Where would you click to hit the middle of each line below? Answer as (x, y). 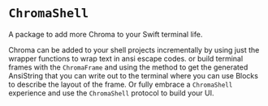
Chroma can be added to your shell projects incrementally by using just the (134, 49)
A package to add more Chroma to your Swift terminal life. (106, 34)
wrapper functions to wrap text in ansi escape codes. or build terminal (126, 58)
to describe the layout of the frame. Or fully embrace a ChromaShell (121, 84)
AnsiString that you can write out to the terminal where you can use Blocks (133, 75)
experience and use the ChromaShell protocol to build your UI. (111, 93)
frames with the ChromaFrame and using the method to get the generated (128, 67)
